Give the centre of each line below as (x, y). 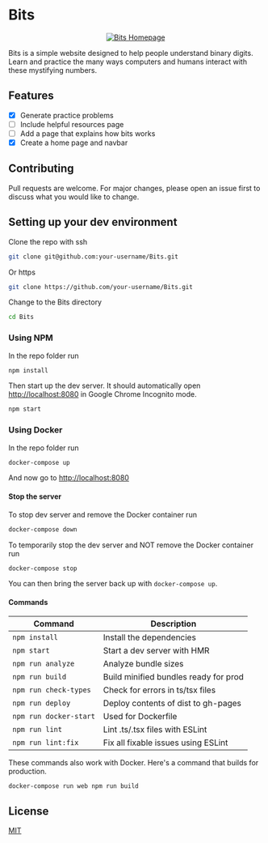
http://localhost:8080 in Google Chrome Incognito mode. (103, 394)
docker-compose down (43, 529)
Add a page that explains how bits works (88, 133)
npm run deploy (42, 703)
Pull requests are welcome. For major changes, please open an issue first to (134, 188)
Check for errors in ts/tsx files (159, 690)
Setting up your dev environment (93, 222)
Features (31, 96)
